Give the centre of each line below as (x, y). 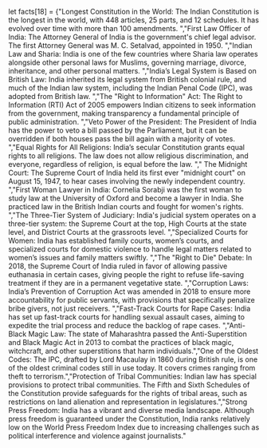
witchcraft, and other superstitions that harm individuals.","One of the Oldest (133, 351)
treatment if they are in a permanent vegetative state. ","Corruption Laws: (129, 283)
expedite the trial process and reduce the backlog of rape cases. (114, 325)
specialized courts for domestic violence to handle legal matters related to (130, 249)
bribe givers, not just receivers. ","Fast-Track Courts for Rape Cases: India (130, 308)
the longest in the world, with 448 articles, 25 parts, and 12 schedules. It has (133, 20)
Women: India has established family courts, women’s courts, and (116, 240)
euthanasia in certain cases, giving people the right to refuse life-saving (126, 274)
